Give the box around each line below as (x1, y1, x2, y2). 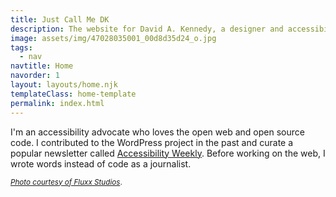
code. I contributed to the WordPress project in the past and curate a (10, 136, 294, 148)
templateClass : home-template (10, 89, 137, 99)
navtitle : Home (10, 61, 74, 71)
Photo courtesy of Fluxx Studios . (10, 177, 123, 187)
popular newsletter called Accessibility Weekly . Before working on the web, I (10, 147, 326, 159)
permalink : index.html (10, 98, 105, 108)
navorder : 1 (10, 71, 60, 81)
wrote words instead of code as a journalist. (10, 157, 192, 170)
